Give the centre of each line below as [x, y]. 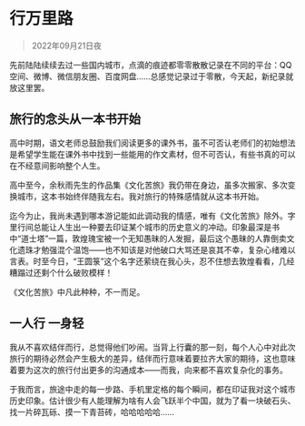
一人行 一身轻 [47, 324]
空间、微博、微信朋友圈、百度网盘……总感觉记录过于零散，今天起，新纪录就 [152, 76]
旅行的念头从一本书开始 [75, 119]
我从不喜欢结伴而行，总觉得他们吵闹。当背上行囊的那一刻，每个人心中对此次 [152, 347]
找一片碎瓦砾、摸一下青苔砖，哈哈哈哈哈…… [92, 411]
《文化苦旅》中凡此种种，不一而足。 [77, 291]
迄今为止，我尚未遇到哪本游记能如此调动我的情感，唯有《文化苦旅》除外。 [148, 216]
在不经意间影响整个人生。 [57, 166]
